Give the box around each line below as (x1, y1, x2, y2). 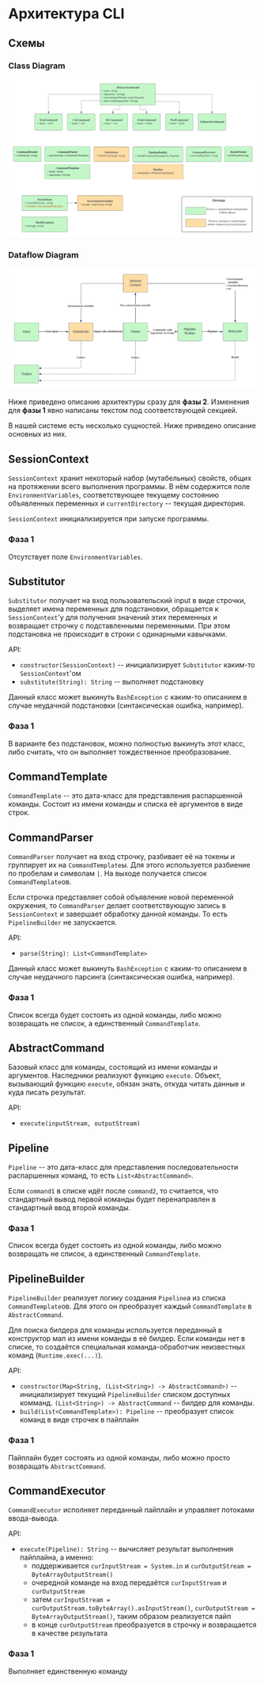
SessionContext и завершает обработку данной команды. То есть (8, 909, 228, 919)
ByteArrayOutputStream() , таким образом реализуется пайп (31, 1612, 232, 1621)
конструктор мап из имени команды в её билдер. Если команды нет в (8, 1334, 246, 1343)
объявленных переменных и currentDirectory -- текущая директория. (8, 498, 246, 508)
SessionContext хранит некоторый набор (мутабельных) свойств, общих (8, 473, 251, 483)
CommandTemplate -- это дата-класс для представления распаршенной (8, 791, 243, 800)
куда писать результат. (8, 1087, 86, 1098)
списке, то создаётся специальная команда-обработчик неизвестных (8, 1342, 246, 1352)
